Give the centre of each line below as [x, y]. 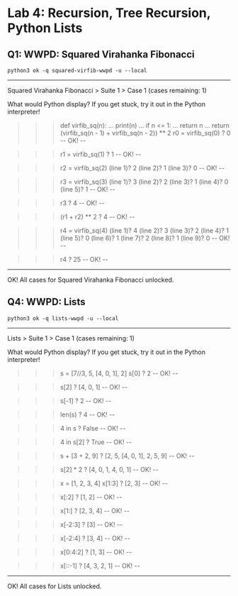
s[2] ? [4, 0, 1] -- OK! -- [94, 387]
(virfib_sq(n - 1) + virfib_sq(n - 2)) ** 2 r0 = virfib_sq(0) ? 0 [145, 133]
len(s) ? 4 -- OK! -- [87, 414]
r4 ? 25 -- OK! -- [84, 259]
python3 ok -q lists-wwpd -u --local [63, 318]
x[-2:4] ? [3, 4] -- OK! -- [95, 538]
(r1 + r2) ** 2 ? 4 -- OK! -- [97, 217]
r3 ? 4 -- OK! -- [82, 203]
